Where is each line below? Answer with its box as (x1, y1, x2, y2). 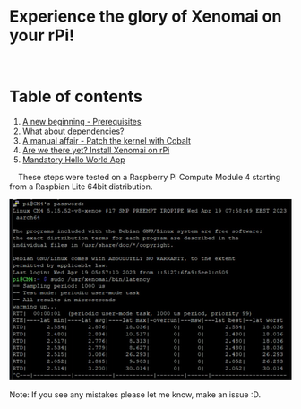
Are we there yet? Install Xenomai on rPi (21, 144, 170, 155)
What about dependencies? (21, 126, 125, 136)
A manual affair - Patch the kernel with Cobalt (21, 135, 191, 145)
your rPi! (9, 25, 75, 46)
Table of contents (9, 87, 143, 107)
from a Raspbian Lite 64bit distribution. (9, 181, 153, 192)
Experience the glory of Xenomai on (9, 6, 282, 27)
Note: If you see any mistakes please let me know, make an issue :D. (9, 389, 262, 400)
